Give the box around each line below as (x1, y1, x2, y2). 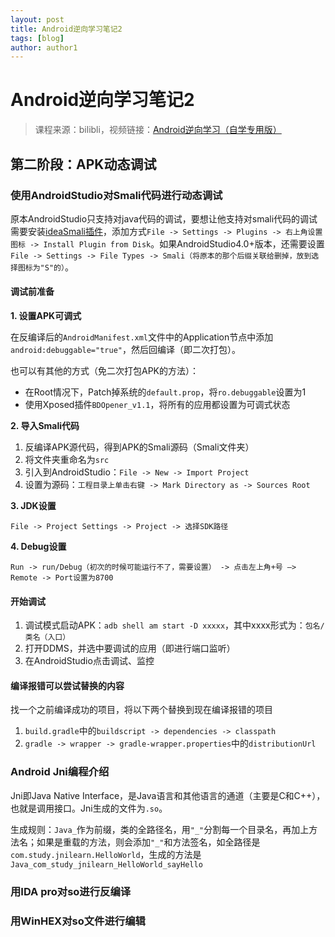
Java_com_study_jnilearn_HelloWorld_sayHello (10, 859, 203, 870)
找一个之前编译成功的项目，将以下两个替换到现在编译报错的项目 (10, 704, 273, 716)
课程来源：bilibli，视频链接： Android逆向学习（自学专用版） (34, 124, 282, 136)
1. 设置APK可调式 (10, 310, 82, 322)
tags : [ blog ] (10, 33, 65, 43)
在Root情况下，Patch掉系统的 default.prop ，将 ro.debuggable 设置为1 (24, 386, 307, 398)
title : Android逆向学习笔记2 (10, 24, 123, 34)
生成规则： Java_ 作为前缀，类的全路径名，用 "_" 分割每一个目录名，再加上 (10, 823, 310, 835)
